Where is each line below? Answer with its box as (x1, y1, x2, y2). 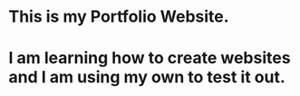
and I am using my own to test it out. (8, 67, 286, 88)
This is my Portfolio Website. (8, 6, 229, 27)
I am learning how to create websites (8, 48, 291, 69)
